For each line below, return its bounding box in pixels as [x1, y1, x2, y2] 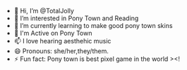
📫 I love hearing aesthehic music [13, 37, 111, 45]
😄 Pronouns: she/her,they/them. [13, 47, 109, 55]
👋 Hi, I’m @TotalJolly [13, 7, 74, 15]
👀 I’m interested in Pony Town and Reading [13, 14, 139, 22]
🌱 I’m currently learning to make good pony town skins [13, 22, 173, 29]
